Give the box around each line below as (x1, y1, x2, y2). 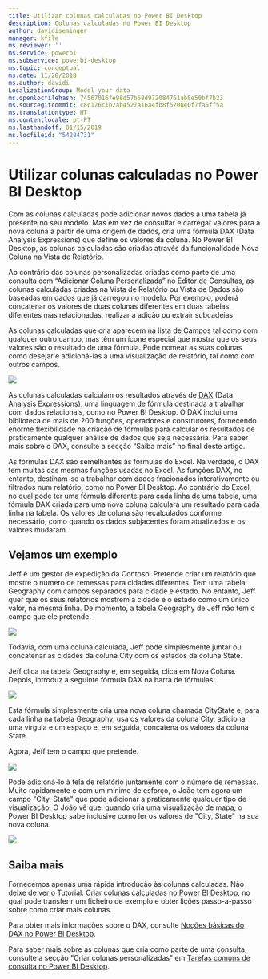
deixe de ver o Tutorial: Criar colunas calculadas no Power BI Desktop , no (8, 888, 250, 898)
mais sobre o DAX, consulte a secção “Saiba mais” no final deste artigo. (8, 441, 246, 451)
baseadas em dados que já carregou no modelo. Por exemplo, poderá (8, 293, 238, 302)
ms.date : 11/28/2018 (8, 71, 78, 79)
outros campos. (8, 359, 60, 369)
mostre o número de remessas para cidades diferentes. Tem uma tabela (8, 578, 246, 588)
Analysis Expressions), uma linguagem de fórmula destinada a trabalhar (8, 398, 245, 408)
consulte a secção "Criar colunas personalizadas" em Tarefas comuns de (8, 953, 250, 963)
